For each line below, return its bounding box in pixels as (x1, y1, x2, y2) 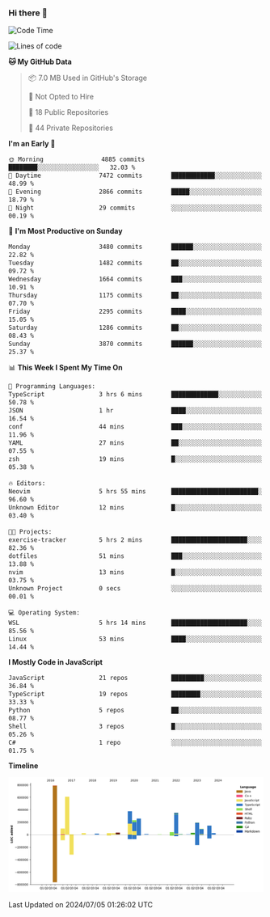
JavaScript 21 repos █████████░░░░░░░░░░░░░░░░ (8, 674, 263, 682)
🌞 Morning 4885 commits (8, 155, 146, 164)
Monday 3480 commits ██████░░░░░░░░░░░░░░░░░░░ (8, 243, 263, 251)
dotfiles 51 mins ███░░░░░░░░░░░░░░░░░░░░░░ (8, 552, 263, 560)
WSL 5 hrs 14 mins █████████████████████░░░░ (8, 619, 263, 628)
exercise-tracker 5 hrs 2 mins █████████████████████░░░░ (8, 536, 263, 544)
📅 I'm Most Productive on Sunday (8, 226, 123, 236)
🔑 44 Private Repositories (27, 123, 113, 133)
